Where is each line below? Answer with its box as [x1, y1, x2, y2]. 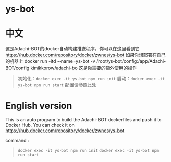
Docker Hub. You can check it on [5, 122, 75, 128]
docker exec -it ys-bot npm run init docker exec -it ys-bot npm [17, 148, 159, 153]
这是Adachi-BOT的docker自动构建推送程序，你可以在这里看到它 [5, 46, 140, 52]
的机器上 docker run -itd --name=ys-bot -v [5, 58, 95, 64]
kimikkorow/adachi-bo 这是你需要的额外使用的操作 [30, 64, 137, 71]
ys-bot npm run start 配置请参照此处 [17, 82, 96, 88]
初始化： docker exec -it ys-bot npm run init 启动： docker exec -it [17, 76, 165, 82]
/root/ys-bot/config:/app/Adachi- [96, 58, 166, 64]
